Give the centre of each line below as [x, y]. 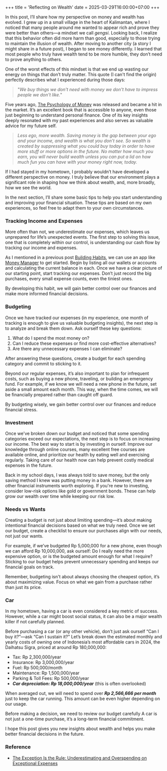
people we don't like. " [40, 95]
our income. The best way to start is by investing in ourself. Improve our [79, 444]
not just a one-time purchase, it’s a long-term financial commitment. [75, 719]
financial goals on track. [30, 567]
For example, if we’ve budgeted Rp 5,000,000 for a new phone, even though [83, 546]
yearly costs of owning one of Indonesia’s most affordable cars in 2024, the [83, 642]
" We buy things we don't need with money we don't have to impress [87, 89]
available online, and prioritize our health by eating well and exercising [77, 454]
